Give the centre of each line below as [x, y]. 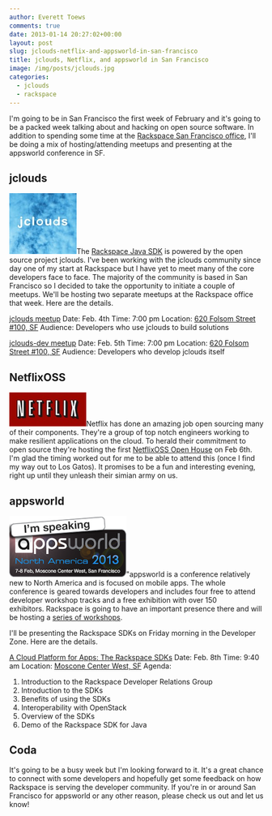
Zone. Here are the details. [53, 642]
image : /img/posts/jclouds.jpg [62, 69]
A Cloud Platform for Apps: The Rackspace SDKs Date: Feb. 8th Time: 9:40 [134, 657]
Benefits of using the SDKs [66, 698]
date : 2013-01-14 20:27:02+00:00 [66, 34]
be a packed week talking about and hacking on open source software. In [132, 127]
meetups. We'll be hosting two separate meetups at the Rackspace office [131, 294]
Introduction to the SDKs [62, 690]
